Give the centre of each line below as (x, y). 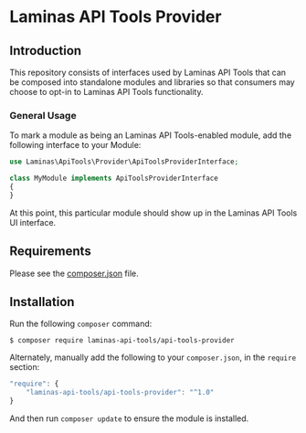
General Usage (43, 115)
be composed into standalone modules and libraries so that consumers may (152, 82)
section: (25, 367)
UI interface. (33, 222)
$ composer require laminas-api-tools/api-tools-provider (122, 341)
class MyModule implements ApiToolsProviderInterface (114, 179)
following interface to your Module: (75, 145)
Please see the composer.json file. (74, 273)
